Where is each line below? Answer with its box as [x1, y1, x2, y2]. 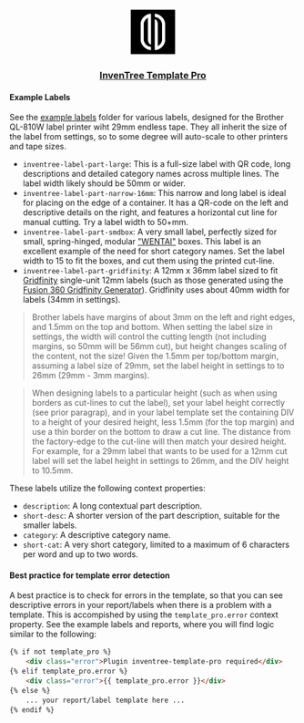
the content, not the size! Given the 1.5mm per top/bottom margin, [31, 351, 279, 362]
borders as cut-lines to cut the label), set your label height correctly [31, 398, 285, 408]
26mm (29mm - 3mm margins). [31, 370, 150, 381]
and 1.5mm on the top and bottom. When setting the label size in [31, 322, 273, 333]
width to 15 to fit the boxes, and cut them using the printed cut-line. [22, 255, 275, 266]
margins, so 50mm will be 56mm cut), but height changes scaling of [31, 341, 288, 352]
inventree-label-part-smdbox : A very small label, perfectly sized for [22, 226, 278, 237]
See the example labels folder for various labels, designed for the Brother [9, 112, 284, 123]
